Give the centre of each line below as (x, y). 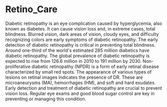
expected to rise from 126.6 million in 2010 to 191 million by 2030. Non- (79, 61)
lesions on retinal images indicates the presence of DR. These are (74, 77)
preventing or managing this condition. (46, 99)
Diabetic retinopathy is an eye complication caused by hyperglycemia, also (84, 23)
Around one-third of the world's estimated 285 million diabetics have (77, 50)
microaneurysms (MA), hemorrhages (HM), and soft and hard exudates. (81, 83)
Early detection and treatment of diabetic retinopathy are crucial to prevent (84, 88)
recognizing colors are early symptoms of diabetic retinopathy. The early (82, 40)
